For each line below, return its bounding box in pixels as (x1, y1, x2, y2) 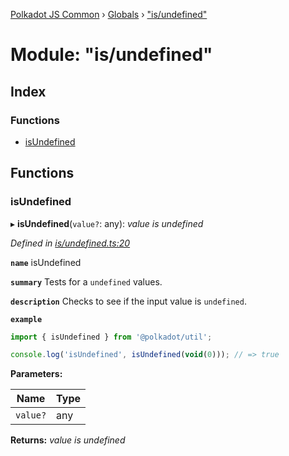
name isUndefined (10, 256, 82, 268)
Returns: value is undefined (10, 434, 126, 446)
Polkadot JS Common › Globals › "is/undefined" (10, 9, 208, 20)
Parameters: (10, 368, 63, 380)
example (10, 314, 43, 324)
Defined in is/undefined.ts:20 (10, 237, 131, 249)
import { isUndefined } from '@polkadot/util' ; (10, 332, 213, 342)
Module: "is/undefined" (10, 44, 213, 66)
